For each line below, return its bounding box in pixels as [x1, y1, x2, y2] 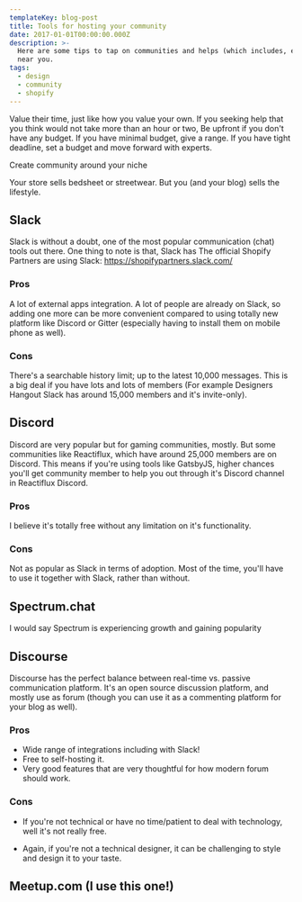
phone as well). [9, 327, 67, 338]
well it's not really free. [22, 825, 107, 836]
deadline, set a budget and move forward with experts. [9, 141, 213, 153]
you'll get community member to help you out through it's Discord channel [9, 467, 285, 478]
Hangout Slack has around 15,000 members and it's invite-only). [9, 389, 247, 400]
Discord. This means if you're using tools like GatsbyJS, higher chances [9, 458, 275, 469]
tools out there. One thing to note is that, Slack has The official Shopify [9, 246, 271, 257]
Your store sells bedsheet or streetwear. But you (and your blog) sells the [9, 176, 280, 187]
